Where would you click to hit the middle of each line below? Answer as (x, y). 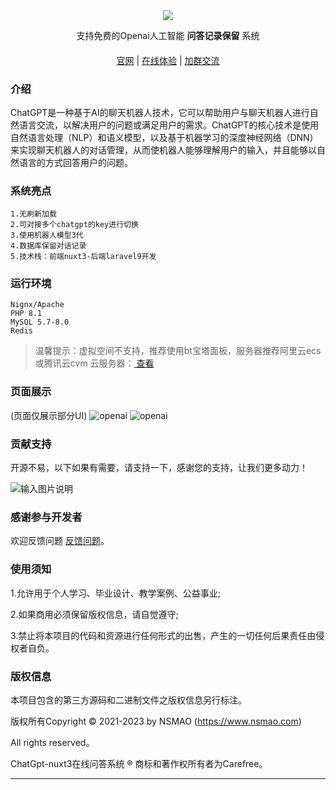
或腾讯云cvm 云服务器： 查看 (94, 363)
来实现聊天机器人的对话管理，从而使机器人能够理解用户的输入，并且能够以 (163, 150)
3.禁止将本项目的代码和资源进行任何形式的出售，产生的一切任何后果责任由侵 (167, 635)
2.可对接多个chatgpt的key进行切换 (74, 225)
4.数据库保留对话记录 (48, 246)
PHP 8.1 (26, 314)
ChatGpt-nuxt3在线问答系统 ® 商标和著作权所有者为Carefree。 (139, 763)
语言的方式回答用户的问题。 (75, 162)
